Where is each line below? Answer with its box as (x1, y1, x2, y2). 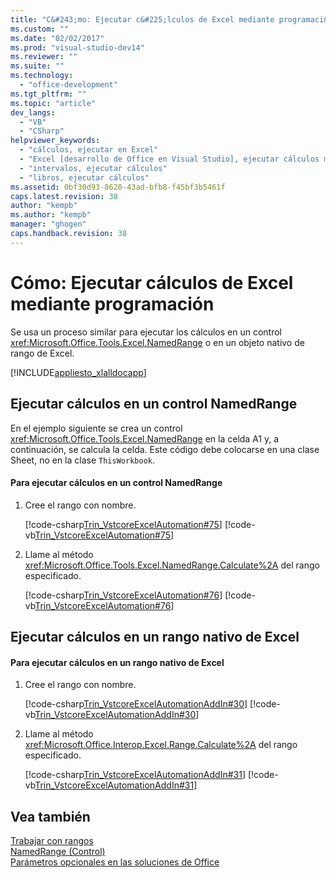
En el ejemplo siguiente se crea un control (10, 422, 183, 434)
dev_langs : (10, 107, 56, 118)
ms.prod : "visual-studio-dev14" (10, 42, 145, 53)
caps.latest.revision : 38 (10, 191, 118, 201)
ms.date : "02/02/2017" (10, 33, 105, 43)
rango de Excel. (10, 347, 75, 359)
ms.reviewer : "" (10, 52, 78, 62)
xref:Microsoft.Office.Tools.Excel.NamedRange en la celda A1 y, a (10, 432, 280, 445)
